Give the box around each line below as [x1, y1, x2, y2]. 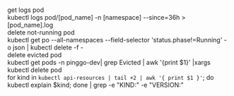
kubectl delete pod [7, 66, 62, 74]
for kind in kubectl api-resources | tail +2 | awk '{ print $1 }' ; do [7, 73, 214, 81]
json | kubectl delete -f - [13, 43, 83, 52]
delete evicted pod [7, 51, 62, 59]
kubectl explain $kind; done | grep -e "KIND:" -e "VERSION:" [7, 80, 184, 89]
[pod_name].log [7, 20, 54, 29]
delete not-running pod [7, 28, 76, 37]
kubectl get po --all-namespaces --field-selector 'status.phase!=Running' [7, 36, 223, 44]
